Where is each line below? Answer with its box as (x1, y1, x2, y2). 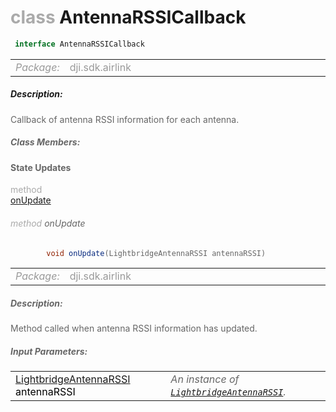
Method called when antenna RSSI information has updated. (10, 322, 258, 335)
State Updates (10, 161, 72, 173)
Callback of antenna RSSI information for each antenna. (10, 113, 240, 125)
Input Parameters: (10, 346, 88, 357)
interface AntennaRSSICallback (14, 39, 145, 49)
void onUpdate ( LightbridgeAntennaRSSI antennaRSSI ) (46, 248, 267, 258)
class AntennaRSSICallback (10, 6, 247, 29)
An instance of (170, 372, 240, 386)
